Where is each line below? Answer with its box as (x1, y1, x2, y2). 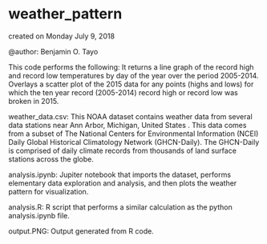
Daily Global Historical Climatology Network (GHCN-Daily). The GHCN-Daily (8, 137, 260, 146)
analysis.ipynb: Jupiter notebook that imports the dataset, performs (8, 170, 231, 179)
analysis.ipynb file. (8, 210, 71, 220)
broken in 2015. (8, 96, 59, 106)
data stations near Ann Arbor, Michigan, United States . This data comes (8, 120, 247, 130)
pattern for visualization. (8, 186, 89, 196)
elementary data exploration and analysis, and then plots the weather (8, 178, 237, 188)
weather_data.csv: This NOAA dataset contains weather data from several (8, 111, 253, 121)
